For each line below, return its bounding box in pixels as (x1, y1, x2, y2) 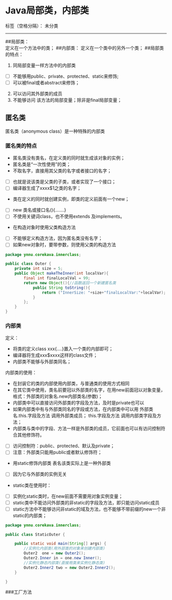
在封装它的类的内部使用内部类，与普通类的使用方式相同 (12, 380, 130, 387)
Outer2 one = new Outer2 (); (24, 551, 86, 556)
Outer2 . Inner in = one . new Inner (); (24, 556, 102, 561)
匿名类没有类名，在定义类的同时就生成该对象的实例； (12, 155, 125, 161)
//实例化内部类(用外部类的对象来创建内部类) (24, 546, 105, 551)
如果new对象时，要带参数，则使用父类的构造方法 (12, 242, 116, 248)
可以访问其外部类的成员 (12, 90, 62, 97)
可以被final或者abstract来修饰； (12, 80, 80, 85)
